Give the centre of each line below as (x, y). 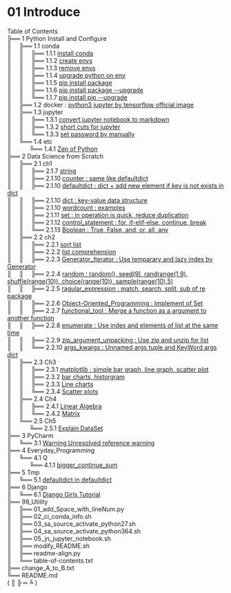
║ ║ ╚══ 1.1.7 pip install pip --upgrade (67, 97)
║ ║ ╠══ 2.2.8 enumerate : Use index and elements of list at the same (113, 325)
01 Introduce (44, 12)
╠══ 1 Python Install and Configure (57, 38)
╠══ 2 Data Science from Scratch (56, 156)
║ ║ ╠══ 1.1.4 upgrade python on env (67, 75)
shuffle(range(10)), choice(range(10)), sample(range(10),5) (90, 281)
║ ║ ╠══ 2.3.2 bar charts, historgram (66, 376)
